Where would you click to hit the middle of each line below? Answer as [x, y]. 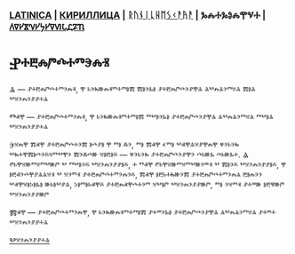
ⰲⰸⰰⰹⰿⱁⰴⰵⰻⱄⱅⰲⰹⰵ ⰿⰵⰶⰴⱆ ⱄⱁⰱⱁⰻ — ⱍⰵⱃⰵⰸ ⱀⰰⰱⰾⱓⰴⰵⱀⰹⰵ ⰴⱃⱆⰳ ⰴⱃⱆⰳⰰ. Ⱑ [129, 155]
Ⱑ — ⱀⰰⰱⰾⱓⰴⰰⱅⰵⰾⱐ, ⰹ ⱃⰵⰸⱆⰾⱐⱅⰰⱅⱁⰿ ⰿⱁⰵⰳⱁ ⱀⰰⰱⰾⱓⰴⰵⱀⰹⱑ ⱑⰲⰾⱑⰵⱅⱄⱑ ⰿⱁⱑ [132, 89]
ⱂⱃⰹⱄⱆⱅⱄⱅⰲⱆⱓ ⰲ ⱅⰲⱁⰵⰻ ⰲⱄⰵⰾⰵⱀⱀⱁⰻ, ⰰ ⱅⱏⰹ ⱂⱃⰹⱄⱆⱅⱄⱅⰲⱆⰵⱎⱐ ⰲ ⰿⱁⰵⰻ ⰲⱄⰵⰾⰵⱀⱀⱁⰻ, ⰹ [148, 164]
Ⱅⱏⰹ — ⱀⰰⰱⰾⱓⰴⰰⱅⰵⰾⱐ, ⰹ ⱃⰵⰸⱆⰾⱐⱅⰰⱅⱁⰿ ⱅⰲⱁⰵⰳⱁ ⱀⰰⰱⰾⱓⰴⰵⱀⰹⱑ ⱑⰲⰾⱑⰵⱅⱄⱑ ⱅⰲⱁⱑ [141, 116]
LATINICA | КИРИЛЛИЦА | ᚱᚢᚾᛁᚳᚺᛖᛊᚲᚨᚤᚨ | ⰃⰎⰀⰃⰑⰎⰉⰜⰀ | [138, 15]
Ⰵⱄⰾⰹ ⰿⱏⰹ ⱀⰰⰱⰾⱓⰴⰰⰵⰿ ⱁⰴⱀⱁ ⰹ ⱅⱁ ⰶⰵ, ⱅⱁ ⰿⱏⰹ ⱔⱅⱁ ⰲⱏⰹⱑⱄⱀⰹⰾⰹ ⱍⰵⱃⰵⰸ [124, 144]
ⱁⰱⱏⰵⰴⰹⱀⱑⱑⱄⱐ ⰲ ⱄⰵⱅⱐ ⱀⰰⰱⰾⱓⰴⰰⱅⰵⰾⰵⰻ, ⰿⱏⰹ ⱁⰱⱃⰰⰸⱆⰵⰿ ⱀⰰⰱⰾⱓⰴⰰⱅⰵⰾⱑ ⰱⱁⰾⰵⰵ [136, 174]
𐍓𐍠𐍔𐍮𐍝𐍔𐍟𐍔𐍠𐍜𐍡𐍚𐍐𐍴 [47, 27]
